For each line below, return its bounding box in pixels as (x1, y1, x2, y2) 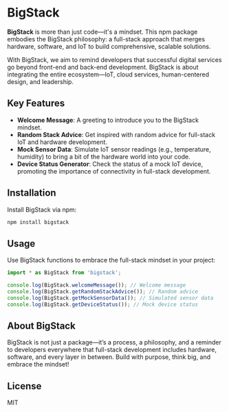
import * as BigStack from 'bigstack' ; (7, 269, 122, 276)
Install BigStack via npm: (7, 205, 77, 214)
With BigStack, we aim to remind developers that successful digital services (7, 55, 222, 63)
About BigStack (7, 320, 76, 332)
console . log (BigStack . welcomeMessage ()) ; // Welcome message (7, 282, 186, 289)
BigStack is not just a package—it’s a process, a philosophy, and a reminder (7, 338, 222, 347)
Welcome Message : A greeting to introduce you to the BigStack (17, 116, 199, 124)
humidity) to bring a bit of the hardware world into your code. (17, 152, 190, 161)
